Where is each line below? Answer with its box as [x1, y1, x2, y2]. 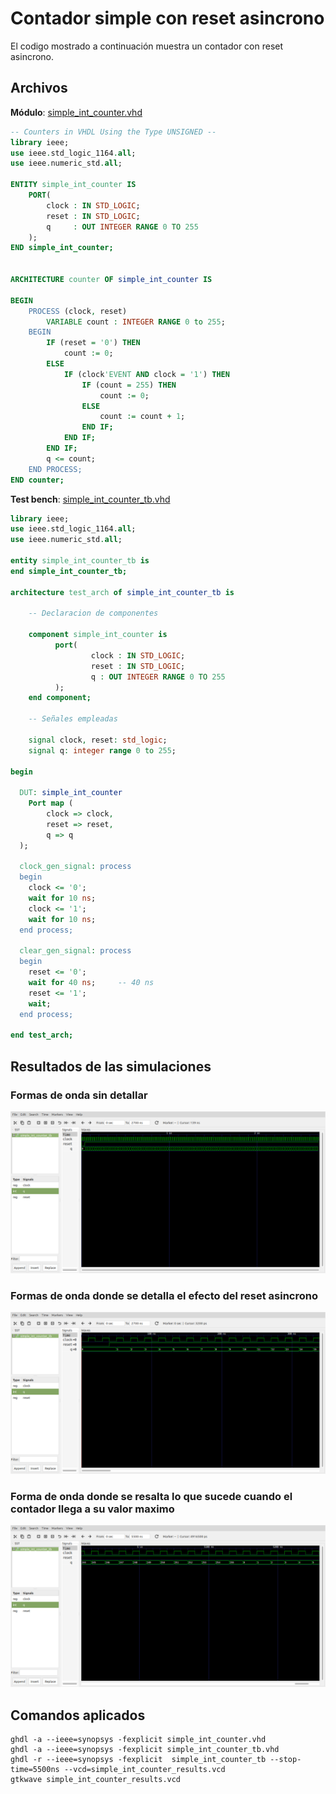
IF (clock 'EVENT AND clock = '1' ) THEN [63, 369, 230, 379]
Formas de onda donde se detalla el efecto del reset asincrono [10, 1288, 318, 1302]
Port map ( [28, 798, 74, 809]
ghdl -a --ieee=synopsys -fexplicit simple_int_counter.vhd [10, 1735, 267, 1745]
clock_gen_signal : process [19, 862, 132, 872]
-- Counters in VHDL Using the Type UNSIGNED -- [10, 127, 217, 137]
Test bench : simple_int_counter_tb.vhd [10, 493, 171, 505]
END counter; [10, 475, 65, 485]
